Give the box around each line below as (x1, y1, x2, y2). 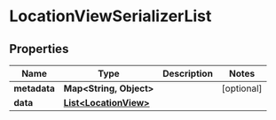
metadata (13, 82, 55, 94)
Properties (9, 41, 69, 56)
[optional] (221, 82, 263, 94)
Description (162, 68, 213, 79)
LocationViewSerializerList (9, 6, 212, 26)
